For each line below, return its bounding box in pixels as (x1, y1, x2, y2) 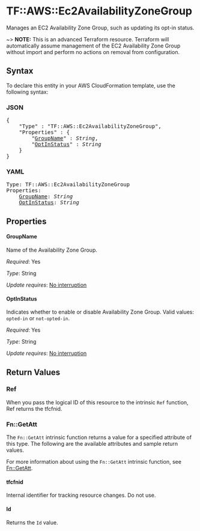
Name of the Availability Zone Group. (6, 246, 97, 253)
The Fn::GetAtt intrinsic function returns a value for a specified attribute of (6, 434, 192, 441)
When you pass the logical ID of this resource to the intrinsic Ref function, (6, 398, 189, 406)
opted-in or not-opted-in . (6, 315, 70, 322)
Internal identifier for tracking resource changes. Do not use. (6, 491, 156, 499)
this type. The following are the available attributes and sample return (6, 440, 178, 448)
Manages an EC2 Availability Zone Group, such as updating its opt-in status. (6, 24, 195, 31)
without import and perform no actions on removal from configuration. (6, 48, 180, 55)
